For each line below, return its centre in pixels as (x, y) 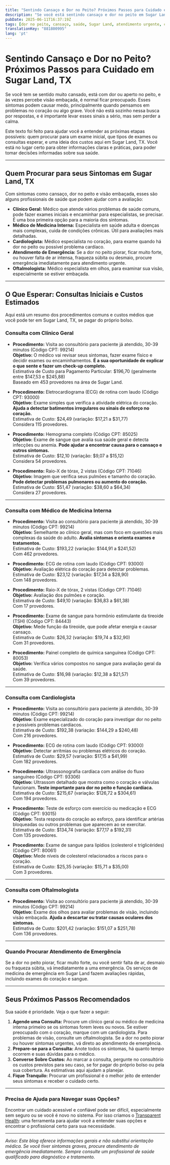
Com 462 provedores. (35, 554)
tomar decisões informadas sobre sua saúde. (52, 152)
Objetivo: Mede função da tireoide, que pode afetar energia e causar (84, 627)
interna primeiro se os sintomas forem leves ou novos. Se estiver (80, 1027)
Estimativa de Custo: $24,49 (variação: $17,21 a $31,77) (70, 419)
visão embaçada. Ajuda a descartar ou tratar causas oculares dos (83, 917)
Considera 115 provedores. (40, 424)
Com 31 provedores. (33, 643)
